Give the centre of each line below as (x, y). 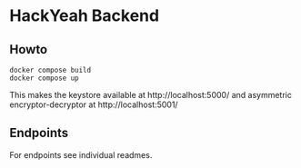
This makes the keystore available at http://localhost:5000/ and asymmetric (151, 95)
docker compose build (50, 70)
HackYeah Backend (85, 16)
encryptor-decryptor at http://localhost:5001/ (94, 104)
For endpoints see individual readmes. (81, 154)
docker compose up (44, 78)
